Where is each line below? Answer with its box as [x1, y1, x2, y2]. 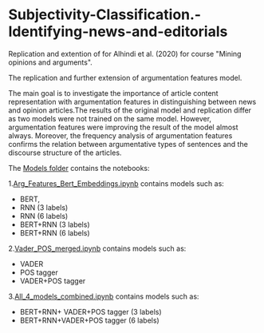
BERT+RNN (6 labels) [19, 228, 90, 237]
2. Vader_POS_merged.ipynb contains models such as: [8, 244, 187, 253]
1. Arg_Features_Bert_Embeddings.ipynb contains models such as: [8, 178, 225, 188]
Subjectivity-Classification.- [8, 6, 202, 24]
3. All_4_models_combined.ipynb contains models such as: [8, 291, 199, 301]
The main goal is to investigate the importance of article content [8, 88, 219, 97]
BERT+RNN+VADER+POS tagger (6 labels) [19, 315, 160, 325]
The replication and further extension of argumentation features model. [8, 73, 242, 82]
